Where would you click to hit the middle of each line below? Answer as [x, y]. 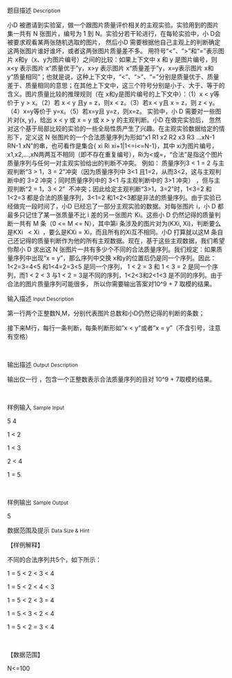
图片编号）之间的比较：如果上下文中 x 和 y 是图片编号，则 [135, 59]
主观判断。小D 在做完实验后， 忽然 [172, 120]
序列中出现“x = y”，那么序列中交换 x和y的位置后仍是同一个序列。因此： [115, 258]
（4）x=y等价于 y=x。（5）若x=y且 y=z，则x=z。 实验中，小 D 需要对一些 [111, 111]
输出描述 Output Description [42, 365]
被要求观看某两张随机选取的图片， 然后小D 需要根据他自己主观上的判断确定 [114, 42]
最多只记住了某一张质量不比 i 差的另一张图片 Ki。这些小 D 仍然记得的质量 [111, 215]
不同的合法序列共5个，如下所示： [55, 560]
